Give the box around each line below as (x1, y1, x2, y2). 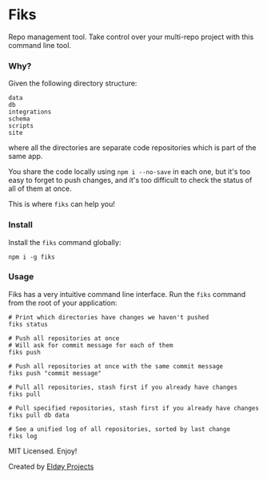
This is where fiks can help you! (8, 200, 116, 209)
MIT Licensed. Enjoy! (8, 445, 78, 456)
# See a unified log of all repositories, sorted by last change (8, 425, 230, 433)
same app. (8, 152, 43, 161)
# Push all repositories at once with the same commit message (8, 362, 224, 370)
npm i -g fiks (8, 253, 56, 261)
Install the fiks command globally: (8, 237, 122, 247)
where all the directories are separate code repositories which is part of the (8, 143, 257, 152)
